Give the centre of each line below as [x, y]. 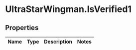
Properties [22, 28]
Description [58, 42]
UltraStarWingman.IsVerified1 [68, 9]
